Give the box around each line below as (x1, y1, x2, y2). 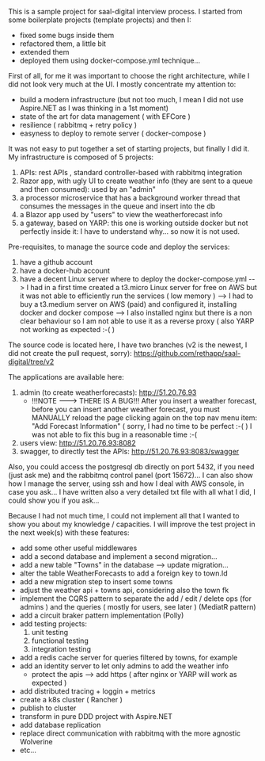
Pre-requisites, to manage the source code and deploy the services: (8, 242, 230, 251)
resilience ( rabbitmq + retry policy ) (19, 120, 137, 129)
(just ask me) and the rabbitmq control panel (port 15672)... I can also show (8, 471, 253, 480)
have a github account (19, 258, 93, 266)
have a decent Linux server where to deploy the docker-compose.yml (19, 274, 248, 284)
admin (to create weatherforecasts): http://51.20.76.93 (19, 388, 197, 397)
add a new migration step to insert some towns (19, 577, 173, 586)
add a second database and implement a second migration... (19, 552, 218, 561)
